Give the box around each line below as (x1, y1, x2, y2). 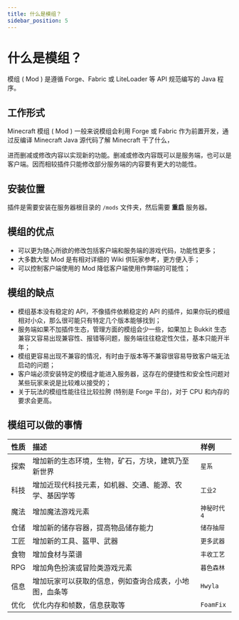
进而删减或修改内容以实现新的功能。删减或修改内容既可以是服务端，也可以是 (7, 151, 232, 160)
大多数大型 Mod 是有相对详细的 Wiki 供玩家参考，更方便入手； (17, 254, 201, 264)
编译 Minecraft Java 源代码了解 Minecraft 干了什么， (19, 136, 174, 145)
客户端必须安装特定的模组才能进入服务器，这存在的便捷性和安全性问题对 (17, 369, 230, 378)
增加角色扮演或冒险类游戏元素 (32, 562, 133, 572)
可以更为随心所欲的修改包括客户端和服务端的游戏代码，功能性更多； (17, 246, 218, 254)
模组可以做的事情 (7, 419, 83, 431)
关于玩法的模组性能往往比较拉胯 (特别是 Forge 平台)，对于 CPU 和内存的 (17, 387, 230, 396)
